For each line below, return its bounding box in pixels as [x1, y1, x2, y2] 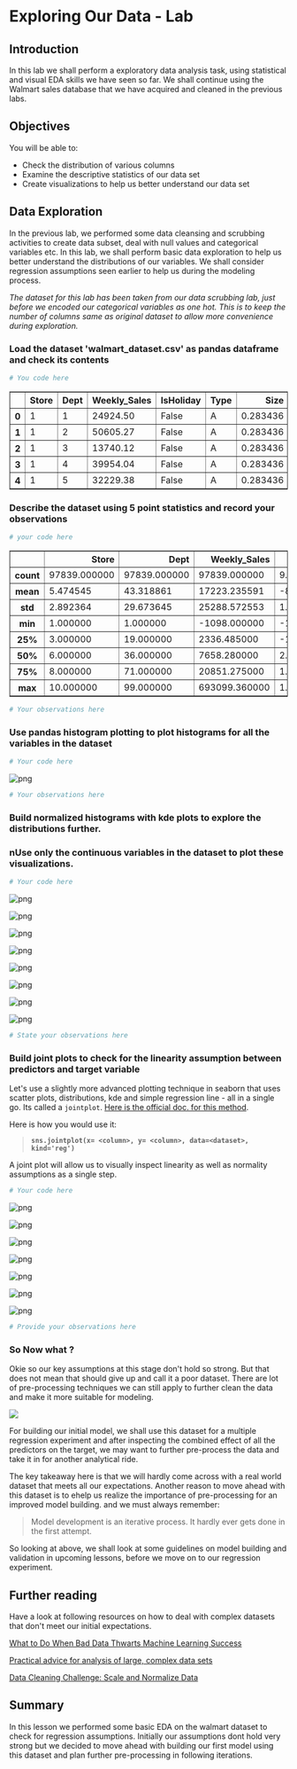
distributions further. [9, 822, 102, 834]
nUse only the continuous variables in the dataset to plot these [9, 846, 285, 858]
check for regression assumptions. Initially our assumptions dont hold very [9, 1731, 281, 1742]
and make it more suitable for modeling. [9, 1392, 155, 1403]
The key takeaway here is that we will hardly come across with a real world [9, 1471, 282, 1482]
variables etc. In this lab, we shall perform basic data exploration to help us [9, 247, 282, 257]
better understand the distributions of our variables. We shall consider [9, 255, 264, 267]
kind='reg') [30, 1144, 75, 1154]
